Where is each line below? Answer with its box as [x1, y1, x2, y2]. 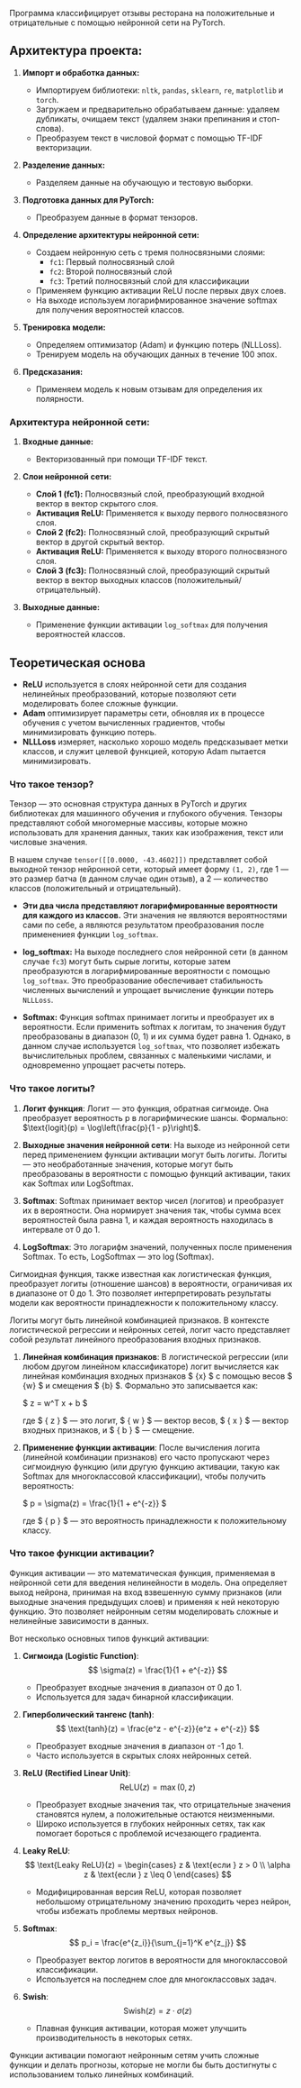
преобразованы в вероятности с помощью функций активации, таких [22, 1168, 291, 1179]
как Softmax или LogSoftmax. [22, 1178, 135, 1189]
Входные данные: [22, 436, 94, 447]
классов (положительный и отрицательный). [9, 883, 181, 894]
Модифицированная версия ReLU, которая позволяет [35, 1886, 243, 1897]
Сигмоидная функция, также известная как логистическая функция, [9, 1268, 272, 1279]
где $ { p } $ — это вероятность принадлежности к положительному [22, 1515, 288, 1526]
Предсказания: [22, 366, 84, 377]
